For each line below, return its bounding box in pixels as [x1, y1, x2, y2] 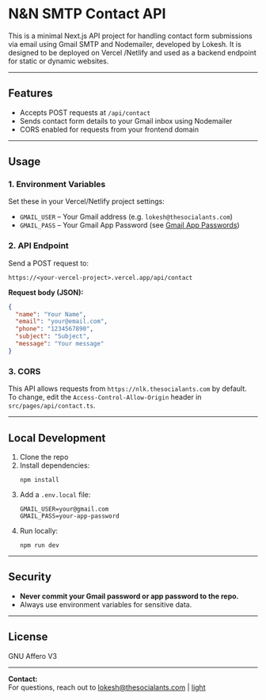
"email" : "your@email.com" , [15, 318, 108, 326]
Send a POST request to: [8, 258, 89, 268]
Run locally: [19, 526, 58, 535]
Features [8, 86, 53, 100]
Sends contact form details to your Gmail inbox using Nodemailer [19, 116, 233, 125]
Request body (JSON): [8, 287, 84, 297]
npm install [19, 476, 59, 484]
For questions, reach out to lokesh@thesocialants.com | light [8, 683, 206, 692]
